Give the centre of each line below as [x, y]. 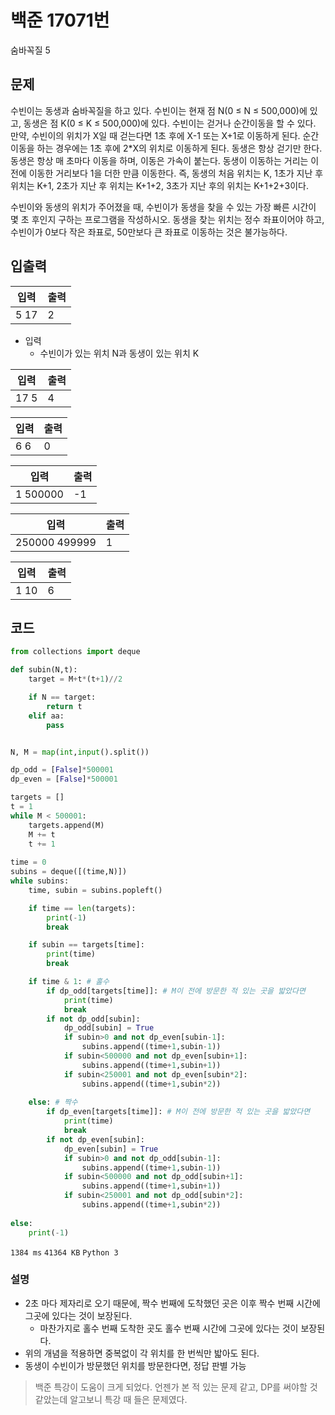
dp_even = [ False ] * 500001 [64, 779]
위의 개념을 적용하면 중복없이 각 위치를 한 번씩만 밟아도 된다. [142, 1353]
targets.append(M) [66, 825]
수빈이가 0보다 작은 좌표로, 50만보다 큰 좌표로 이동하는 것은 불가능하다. [149, 232]
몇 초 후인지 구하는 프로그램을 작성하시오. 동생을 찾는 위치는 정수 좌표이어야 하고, [167, 219]
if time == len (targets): [82, 908]
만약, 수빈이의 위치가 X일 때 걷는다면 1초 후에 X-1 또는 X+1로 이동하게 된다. [155, 135]
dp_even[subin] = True [111, 1149]
